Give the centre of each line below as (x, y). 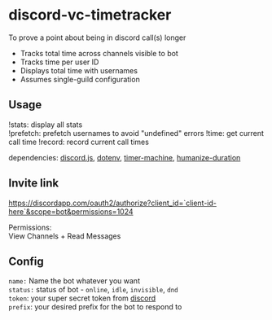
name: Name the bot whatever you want (75, 281)
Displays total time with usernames (79, 70)
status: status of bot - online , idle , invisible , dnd (93, 290)
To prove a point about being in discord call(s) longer (97, 37)
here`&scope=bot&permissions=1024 (71, 211)
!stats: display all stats (46, 125)
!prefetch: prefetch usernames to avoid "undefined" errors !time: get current (136, 133)
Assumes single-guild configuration (80, 79)
